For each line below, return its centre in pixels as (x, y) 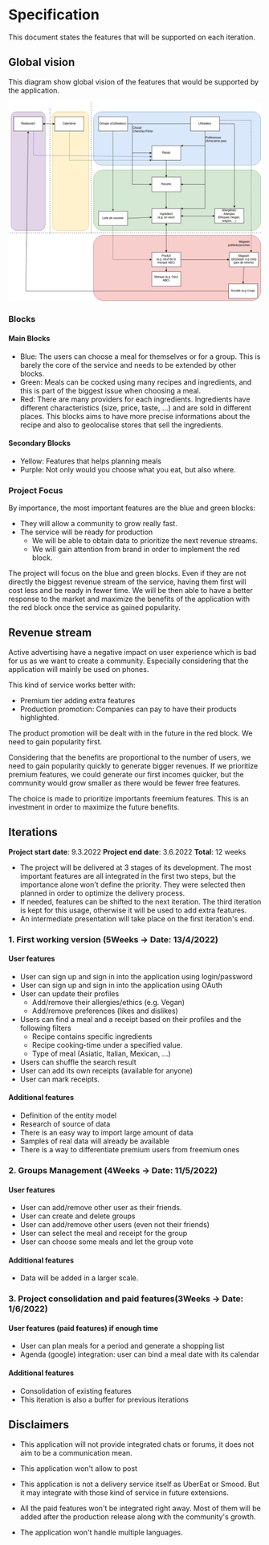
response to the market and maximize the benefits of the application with (129, 599)
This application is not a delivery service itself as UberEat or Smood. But (139, 1484)
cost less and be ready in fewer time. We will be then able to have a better (130, 591)
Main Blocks (29, 338)
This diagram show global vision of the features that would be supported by (134, 81)
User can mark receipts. (60, 1079)
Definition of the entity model (68, 1115)
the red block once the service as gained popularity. (94, 608)
